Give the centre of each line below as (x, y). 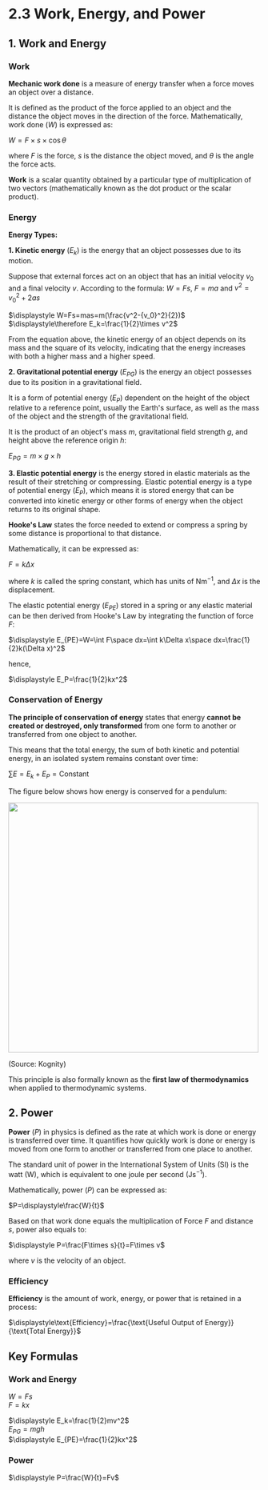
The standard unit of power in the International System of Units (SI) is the (129, 1164)
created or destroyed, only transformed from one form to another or (122, 726)
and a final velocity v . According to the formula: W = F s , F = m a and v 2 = (129, 287)
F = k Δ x (21, 564)
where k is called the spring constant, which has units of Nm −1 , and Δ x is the (134, 581)
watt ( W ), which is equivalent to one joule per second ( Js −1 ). (108, 1174)
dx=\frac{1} (232, 639)
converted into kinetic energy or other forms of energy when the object (126, 501)
